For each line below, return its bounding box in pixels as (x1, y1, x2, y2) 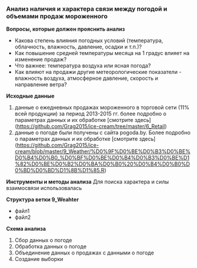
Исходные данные (6, 92, 55, 99)
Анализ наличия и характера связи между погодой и (6, 5, 167, 13)
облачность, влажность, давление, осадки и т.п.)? (14, 43, 142, 50)
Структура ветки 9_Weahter (6, 196, 79, 203)
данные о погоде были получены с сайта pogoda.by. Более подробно (14, 129, 191, 136)
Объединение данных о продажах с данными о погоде (14, 249, 154, 256)
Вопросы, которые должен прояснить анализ (6, 25, 125, 33)
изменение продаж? (14, 56, 67, 63)
